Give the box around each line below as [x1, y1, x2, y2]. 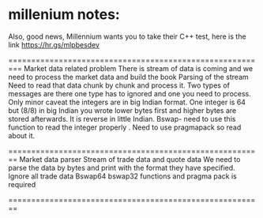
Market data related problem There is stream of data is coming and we [23, 63, 254, 73]
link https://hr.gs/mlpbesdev [8, 39, 100, 49]
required [8, 179, 36, 189]
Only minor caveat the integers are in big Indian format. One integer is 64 [8, 97, 246, 107]
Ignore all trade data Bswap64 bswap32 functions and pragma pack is [8, 171, 237, 181]
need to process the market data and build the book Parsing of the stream [8, 72, 249, 81]
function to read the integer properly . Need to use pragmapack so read [8, 122, 242, 132]
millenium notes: [8, 6, 120, 24]
